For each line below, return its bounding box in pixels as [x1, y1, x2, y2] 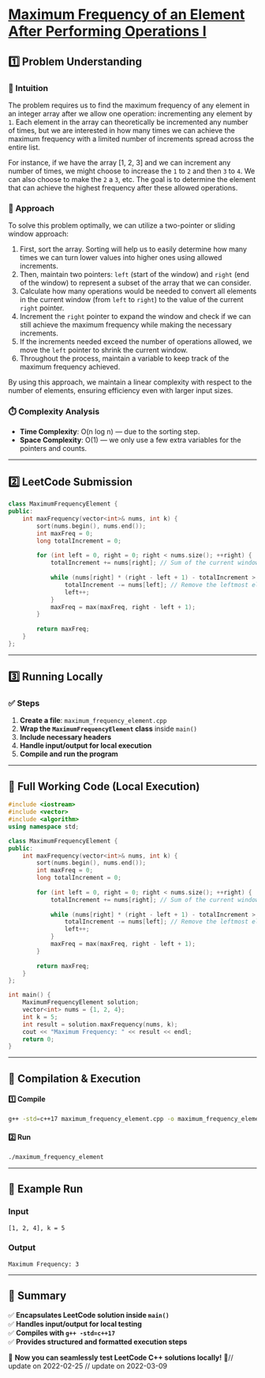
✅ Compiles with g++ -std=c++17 [8, 1327, 116, 1338]
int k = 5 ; [22, 1013, 58, 1021]
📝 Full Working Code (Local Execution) [8, 779, 200, 793]
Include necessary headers [19, 733, 112, 742]
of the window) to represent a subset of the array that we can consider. [19, 278, 252, 288]
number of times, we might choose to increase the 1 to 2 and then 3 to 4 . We [8, 166, 256, 176]
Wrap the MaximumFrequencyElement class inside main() [19, 724, 197, 733]
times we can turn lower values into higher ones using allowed [19, 253, 222, 263]
